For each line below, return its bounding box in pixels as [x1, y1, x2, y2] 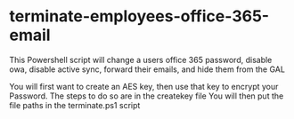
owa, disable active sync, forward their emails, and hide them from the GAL [9, 64, 285, 75]
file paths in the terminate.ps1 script [9, 99, 141, 110]
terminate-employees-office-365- [9, 6, 270, 27]
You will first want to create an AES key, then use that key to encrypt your [9, 81, 279, 91]
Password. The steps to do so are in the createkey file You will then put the [9, 91, 284, 101]
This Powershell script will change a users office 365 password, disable [9, 54, 273, 65]
